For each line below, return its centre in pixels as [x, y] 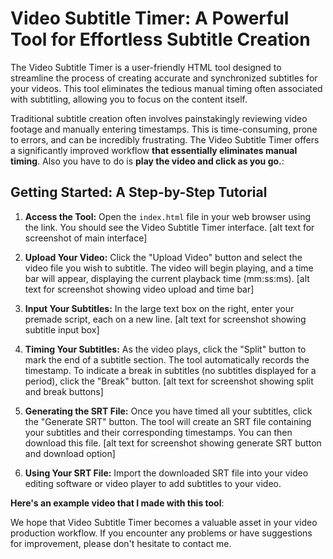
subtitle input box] [62, 329]
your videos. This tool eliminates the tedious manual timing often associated [166, 88]
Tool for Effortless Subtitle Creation [160, 39]
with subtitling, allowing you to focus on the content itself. [129, 99]
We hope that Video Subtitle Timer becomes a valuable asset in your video [164, 522]
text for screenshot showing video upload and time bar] [139, 289]
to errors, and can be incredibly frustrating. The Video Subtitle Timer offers [165, 139]
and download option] [70, 453]
